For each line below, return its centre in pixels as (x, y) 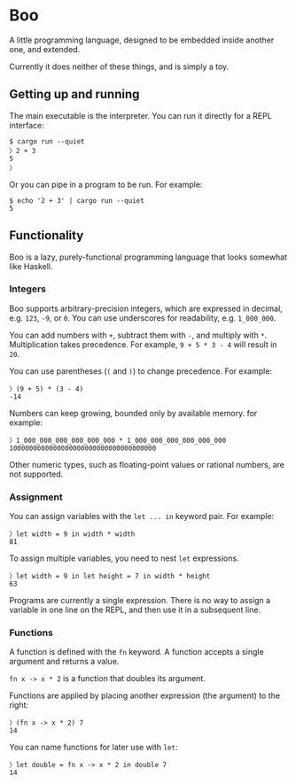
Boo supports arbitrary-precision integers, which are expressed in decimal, (146, 308)
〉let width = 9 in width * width (72, 534)
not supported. (36, 474)
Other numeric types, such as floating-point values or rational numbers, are (147, 464)
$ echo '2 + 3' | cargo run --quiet (77, 200)
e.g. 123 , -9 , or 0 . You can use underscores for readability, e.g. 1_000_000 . (143, 318)
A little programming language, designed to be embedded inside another (142, 40)
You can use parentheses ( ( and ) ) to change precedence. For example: (141, 371)
